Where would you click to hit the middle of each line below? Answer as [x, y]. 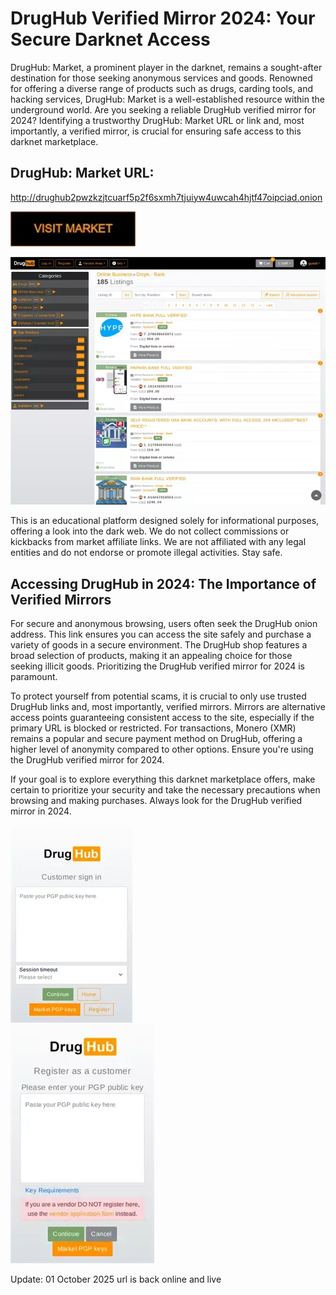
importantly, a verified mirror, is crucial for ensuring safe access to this [156, 131]
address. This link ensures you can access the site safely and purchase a [161, 634]
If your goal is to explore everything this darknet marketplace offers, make [163, 779]
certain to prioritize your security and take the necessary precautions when [165, 789]
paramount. [34, 676]
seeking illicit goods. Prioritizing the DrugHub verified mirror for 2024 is [157, 666]
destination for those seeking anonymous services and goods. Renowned [161, 78]
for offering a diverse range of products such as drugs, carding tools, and [162, 88]
